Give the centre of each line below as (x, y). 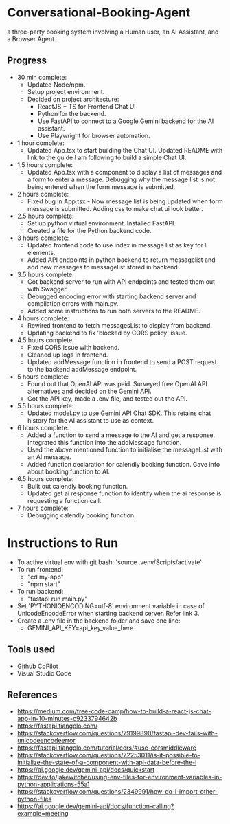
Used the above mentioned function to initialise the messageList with (125, 449)
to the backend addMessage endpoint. (82, 369)
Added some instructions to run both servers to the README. (114, 311)
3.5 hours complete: (45, 274)
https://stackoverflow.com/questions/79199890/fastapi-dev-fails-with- (117, 733)
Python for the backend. (72, 113)
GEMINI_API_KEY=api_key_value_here (80, 627)
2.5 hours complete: (45, 216)
